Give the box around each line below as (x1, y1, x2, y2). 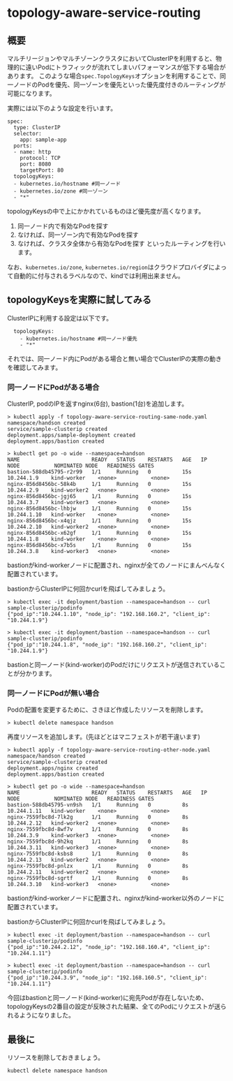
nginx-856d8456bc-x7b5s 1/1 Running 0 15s (7, 542, 192, 549)
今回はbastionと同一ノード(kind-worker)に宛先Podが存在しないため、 (7, 994, 208, 1002)
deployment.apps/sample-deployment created (7, 432, 136, 439)
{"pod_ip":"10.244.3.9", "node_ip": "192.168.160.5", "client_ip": (7, 974, 208, 982)
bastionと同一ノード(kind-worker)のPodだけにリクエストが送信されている (7, 661, 220, 669)
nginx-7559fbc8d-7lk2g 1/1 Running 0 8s (7, 814, 189, 821)
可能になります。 (7, 89, 56, 97)
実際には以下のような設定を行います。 (7, 104, 117, 112)
